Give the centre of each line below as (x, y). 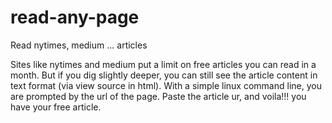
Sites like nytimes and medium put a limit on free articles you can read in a (163, 64)
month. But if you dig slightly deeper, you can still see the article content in (164, 75)
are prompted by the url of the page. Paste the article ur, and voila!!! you (158, 96)
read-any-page (75, 17)
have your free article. (56, 107)
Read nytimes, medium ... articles (79, 45)
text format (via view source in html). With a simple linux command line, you (166, 85)
